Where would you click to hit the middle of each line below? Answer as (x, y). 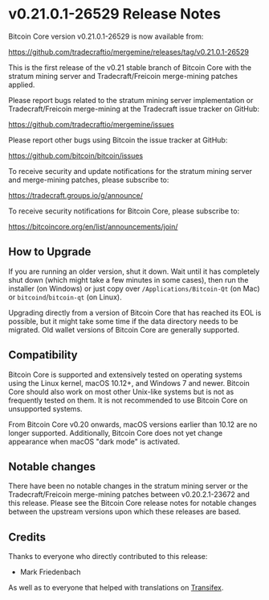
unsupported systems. (45, 408)
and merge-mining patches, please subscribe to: (89, 180)
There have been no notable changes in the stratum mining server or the (128, 486)
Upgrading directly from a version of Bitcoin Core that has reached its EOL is (135, 312)
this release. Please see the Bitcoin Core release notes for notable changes (132, 503)
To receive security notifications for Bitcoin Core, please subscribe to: (124, 211)
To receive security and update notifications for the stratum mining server (130, 171)
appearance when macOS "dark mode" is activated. (94, 441)
